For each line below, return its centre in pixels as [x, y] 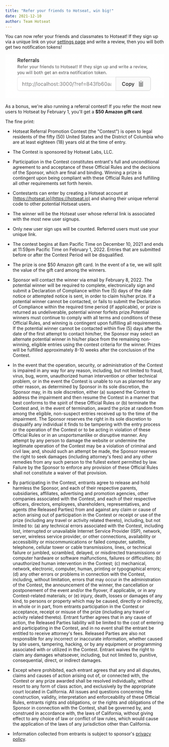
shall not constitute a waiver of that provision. [60, 473]
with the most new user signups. [46, 219]
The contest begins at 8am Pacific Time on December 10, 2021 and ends [88, 244]
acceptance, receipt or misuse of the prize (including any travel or [81, 612]
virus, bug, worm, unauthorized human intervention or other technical [85, 376]
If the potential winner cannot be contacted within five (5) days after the [87, 328]
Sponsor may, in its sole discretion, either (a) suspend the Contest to [84, 392]
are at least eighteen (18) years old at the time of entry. [70, 142]
